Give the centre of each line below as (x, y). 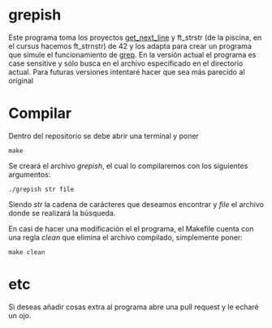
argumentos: (30, 174)
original (21, 80)
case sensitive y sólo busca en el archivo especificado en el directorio (126, 63)
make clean (27, 252)
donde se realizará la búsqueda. (62, 213)
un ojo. (20, 315)
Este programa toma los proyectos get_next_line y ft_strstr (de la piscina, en (135, 37)
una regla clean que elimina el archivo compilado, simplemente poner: (126, 237)
